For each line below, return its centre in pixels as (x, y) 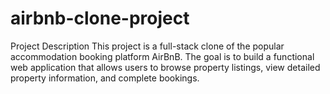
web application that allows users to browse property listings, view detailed (165, 67)
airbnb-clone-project (100, 18)
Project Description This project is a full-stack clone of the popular (147, 46)
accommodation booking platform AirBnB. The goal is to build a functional (162, 56)
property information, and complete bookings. (105, 78)
